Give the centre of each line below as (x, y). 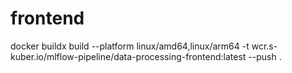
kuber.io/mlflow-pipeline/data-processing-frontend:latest (128, 56)
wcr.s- (264, 46)
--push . (265, 56)
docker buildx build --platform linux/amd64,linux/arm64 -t (130, 46)
